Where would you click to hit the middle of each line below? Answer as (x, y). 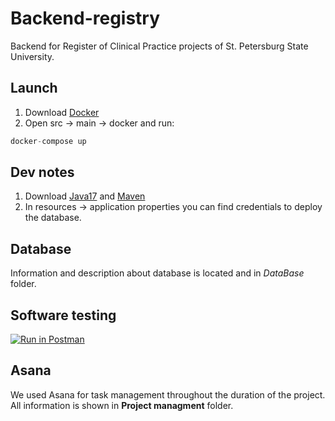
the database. (53, 218)
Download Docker (62, 112)
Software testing (63, 315)
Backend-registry (85, 18)
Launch (34, 88)
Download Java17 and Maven (85, 196)
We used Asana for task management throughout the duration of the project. (168, 394)
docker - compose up (48, 141)
